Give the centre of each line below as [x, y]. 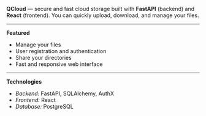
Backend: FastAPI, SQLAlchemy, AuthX [65, 93]
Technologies [24, 82]
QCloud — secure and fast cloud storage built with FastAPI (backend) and [101, 9]
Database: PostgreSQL [44, 107]
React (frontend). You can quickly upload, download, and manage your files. [103, 15]
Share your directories [43, 58]
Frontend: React [36, 100]
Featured [18, 33]
